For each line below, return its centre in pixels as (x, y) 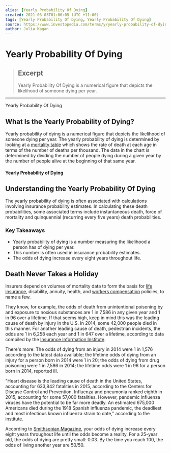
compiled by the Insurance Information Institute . (55, 340)
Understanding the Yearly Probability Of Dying (81, 189)
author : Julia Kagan (27, 29)
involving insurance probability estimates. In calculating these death (77, 206)
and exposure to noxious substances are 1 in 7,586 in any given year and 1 (83, 313)
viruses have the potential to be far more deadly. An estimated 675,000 (80, 403)
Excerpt (30, 73)
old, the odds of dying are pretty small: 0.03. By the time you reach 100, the (84, 440)
